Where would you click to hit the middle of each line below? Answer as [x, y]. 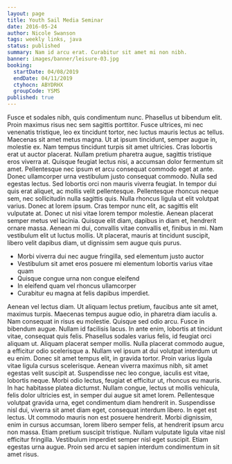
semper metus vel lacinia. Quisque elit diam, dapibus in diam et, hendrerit [112, 221]
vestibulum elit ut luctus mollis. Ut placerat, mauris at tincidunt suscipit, [108, 235]
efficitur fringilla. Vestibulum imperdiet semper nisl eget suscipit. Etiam [108, 439]
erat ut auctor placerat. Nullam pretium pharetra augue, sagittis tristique [109, 154]
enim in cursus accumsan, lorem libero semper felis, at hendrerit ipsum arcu [116, 425]
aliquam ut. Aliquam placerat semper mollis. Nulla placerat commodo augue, [116, 343]
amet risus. [23, 454]
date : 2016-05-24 [32, 26]
